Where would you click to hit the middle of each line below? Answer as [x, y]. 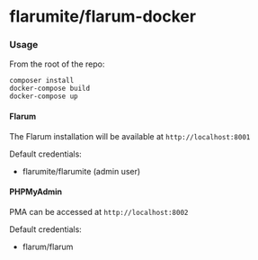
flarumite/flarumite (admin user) [81, 171]
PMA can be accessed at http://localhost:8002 [99, 211]
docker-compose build [50, 89]
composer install [42, 81]
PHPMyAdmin [36, 192]
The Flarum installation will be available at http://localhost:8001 [130, 136]
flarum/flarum [48, 247]
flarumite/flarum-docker [102, 17]
